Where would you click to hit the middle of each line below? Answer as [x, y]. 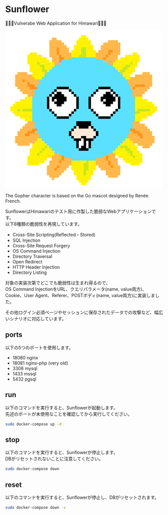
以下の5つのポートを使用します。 [39, 347]
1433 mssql [24, 374]
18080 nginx [25, 357]
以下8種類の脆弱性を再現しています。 [44, 224]
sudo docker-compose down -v [36, 507]
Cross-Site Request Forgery [41, 246]
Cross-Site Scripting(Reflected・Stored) [54, 235]
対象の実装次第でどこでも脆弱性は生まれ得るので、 [58, 282]
